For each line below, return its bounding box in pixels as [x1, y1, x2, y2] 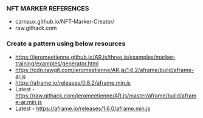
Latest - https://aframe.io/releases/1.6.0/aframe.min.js [15, 105, 151, 112]
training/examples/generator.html [15, 59, 99, 67]
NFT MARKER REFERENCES [6, 4, 89, 13]
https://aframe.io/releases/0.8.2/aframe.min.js [15, 79, 131, 86]
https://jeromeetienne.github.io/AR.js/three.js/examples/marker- [15, 53, 176, 61]
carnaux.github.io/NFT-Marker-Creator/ [15, 18, 114, 25]
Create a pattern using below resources [6, 39, 126, 48]
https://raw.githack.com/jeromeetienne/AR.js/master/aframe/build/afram [15, 92, 196, 99]
